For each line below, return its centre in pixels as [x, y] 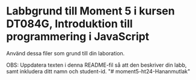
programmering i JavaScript [78, 37]
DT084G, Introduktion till [70, 24]
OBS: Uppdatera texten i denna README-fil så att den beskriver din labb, [96, 65]
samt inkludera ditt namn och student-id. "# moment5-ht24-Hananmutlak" [98, 71]
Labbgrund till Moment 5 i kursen [91, 11]
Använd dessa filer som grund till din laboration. [66, 53]
